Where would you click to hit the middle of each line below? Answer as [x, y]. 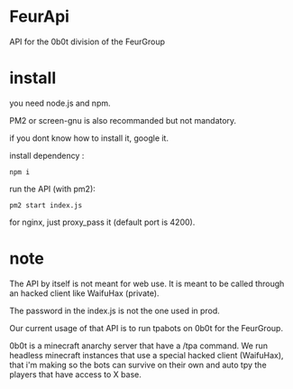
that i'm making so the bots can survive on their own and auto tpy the [138, 365]
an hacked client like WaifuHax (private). [84, 293]
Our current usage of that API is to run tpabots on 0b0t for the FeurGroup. [146, 328]
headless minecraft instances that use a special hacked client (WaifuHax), [146, 355]
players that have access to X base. [75, 374]
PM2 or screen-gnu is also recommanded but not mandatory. [123, 120]
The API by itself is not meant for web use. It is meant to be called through [147, 283]
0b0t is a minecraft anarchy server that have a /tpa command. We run [139, 346]
